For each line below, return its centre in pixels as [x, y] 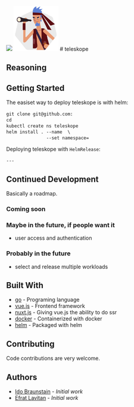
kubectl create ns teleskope [42, 126]
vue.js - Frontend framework [50, 306]
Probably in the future [38, 253]
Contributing [30, 344]
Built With [25, 285]
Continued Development [53, 179]
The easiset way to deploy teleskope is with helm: [67, 102]
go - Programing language [47, 300]
